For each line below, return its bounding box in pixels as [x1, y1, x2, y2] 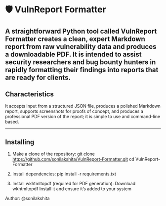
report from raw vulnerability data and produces [5, 42, 157, 51]
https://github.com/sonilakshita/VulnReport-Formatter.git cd [12, 156, 134, 162]
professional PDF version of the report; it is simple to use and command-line [5, 114, 161, 120]
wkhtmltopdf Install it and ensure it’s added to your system [12, 186, 132, 192]
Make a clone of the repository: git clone [12, 151, 95, 157]
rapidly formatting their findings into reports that [5, 65, 159, 74]
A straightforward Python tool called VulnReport [5, 27, 157, 35]
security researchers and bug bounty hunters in [5, 58, 156, 66]
